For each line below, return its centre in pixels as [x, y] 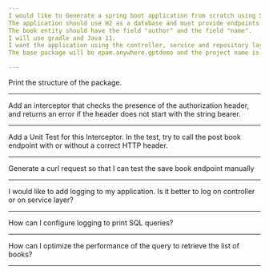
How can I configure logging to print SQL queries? [91, 223]
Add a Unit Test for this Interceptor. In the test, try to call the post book [125, 137]
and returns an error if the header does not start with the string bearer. [125, 114]
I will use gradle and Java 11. [62, 38]
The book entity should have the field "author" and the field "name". [130, 30]
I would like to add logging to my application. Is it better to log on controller [132, 191]
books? [20, 254]
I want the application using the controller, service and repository [128, 46]
